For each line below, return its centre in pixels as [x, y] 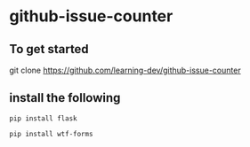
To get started [49, 49]
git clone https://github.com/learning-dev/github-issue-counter [125, 70]
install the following [65, 98]
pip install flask [43, 118]
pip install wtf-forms [51, 134]
